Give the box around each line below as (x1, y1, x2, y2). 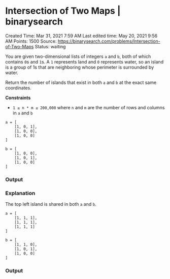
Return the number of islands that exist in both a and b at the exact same (5, 79, 157, 85)
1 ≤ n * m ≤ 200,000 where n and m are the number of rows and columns (12, 104, 165, 110)
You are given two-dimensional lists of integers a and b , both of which (5, 53, 151, 59)
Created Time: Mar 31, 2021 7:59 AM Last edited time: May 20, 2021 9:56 (5, 33, 158, 39)
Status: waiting (35, 43, 66, 49)
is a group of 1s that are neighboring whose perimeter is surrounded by (5, 64, 154, 70)
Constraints (5, 95, 31, 101)
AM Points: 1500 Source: (5, 38, 57, 44)
